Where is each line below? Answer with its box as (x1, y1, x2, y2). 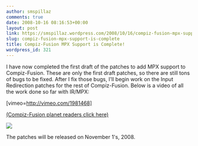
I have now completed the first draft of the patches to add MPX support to (6, 63, 186, 70)
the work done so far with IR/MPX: (6, 88, 90, 95)
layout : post (6, 25, 38, 31)
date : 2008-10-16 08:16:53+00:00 (6, 19, 88, 25)
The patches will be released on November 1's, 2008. (6, 133, 136, 140)
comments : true (6, 14, 44, 20)
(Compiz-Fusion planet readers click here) (6, 111, 109, 118)
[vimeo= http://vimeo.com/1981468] (6, 99, 93, 107)
